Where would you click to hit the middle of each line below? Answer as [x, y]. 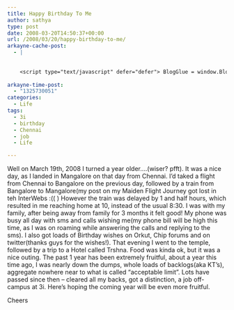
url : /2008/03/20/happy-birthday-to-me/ [67, 40]
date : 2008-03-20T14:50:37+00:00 [56, 33]
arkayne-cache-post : [37, 46]
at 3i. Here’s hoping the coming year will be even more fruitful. [121, 287]
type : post [23, 26]
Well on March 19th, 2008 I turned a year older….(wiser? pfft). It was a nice [114, 169]
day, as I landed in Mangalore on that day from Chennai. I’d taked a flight [111, 176]
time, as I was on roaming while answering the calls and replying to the [109, 228]
